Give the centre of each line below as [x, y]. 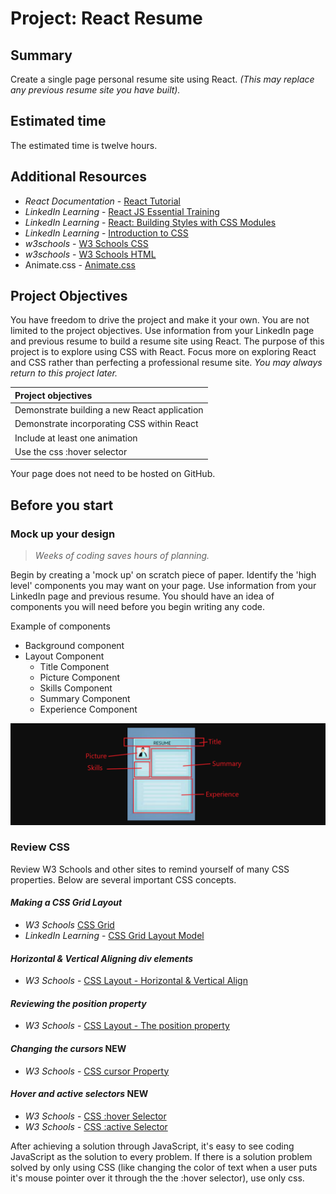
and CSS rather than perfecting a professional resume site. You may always [166, 363]
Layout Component [64, 656]
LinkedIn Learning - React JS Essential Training [122, 211]
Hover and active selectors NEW [79, 1094]
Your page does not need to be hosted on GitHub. [113, 474]
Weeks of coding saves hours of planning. [122, 556]
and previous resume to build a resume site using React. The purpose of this [167, 341]
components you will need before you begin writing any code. [138, 607]
